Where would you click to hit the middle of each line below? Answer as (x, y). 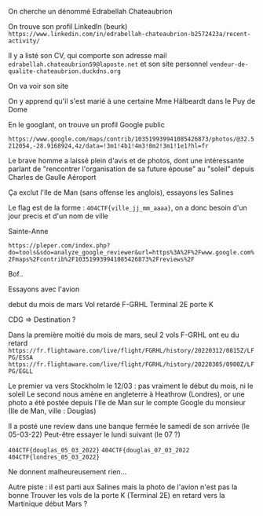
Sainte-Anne (28, 231)
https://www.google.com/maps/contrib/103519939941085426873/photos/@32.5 (131, 139)
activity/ (24, 41)
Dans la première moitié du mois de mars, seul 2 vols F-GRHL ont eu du (124, 335)
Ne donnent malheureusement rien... (68, 472)
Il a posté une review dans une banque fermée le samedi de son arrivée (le (129, 426)
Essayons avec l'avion (44, 289)
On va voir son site (38, 86)
